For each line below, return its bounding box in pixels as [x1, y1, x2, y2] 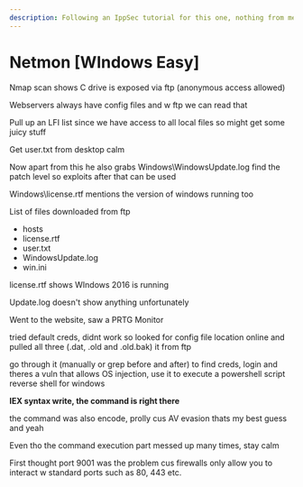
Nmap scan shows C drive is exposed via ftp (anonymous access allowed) [9, 82, 286, 93]
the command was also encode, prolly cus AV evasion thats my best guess [9, 412, 287, 424]
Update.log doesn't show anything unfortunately [9, 297, 189, 308]
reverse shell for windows [9, 378, 106, 389]
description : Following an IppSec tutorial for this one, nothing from [9, 13, 284, 23]
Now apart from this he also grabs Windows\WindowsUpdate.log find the [9, 161, 281, 172]
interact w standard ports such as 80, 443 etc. [9, 466, 182, 478]
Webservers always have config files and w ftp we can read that [9, 99, 248, 110]
